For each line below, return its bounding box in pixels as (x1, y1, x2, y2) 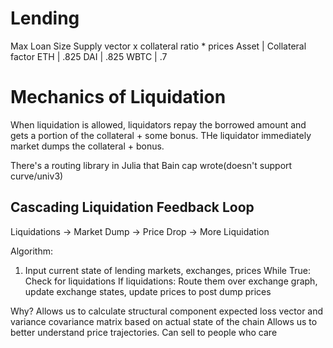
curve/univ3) (10, 170, 64, 182)
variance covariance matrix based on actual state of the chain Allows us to (10, 315, 318, 327)
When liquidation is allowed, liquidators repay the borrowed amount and (10, 118, 307, 131)
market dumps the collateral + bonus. (10, 140, 165, 152)
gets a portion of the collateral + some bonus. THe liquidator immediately (10, 129, 312, 141)
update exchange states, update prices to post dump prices (24, 285, 272, 297)
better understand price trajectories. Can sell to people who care (10, 326, 278, 338)
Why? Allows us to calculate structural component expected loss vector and (10, 305, 324, 317)
